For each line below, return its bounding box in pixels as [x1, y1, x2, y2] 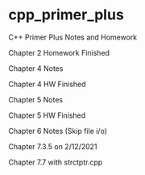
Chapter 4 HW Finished [8, 79, 86, 89]
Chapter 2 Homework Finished [8, 48, 110, 57]
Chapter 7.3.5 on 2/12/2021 [8, 141, 98, 151]
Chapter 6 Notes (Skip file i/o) [8, 126, 107, 135]
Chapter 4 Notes [8, 63, 64, 73]
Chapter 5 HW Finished [8, 110, 86, 120]
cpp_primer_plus [8, 6, 125, 24]
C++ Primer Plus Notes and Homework [8, 32, 138, 42]
